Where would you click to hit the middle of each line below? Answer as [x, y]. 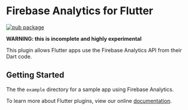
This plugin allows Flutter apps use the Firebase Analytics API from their [94, 50]
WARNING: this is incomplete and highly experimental [74, 38]
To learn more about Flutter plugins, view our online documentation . [89, 101]
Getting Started [35, 75]
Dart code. [19, 56]
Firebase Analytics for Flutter [80, 11]
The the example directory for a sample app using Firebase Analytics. [90, 89]
